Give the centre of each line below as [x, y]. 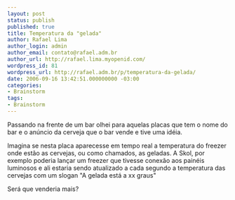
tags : [15, 99]
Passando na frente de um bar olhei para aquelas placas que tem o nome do [117, 124]
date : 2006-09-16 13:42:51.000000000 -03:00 [73, 79]
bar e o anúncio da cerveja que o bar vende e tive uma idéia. [95, 132]
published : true [31, 27]
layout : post [26, 14]
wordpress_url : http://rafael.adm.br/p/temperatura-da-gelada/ [102, 72]
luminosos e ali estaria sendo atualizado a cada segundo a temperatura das [116, 168]
